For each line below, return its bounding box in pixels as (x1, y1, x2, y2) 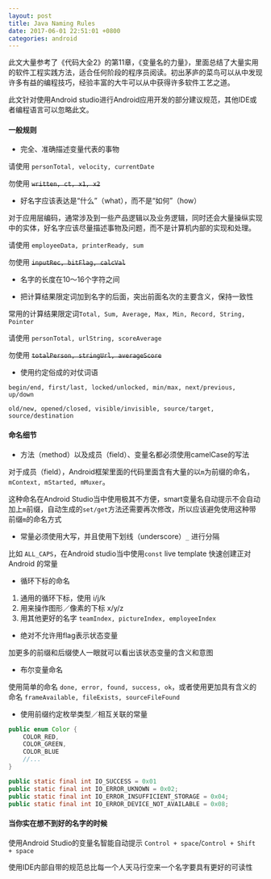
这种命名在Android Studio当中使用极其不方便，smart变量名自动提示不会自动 (8, 494, 261, 503)
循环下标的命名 (19, 575, 70, 586)
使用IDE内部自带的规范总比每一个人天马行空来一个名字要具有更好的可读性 (8, 862, 253, 872)
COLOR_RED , (23, 733, 60, 741)
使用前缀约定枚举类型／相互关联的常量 (19, 709, 148, 719)
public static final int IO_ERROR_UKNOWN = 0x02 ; (8, 784, 179, 793)
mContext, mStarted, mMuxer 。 (8, 477, 110, 486)
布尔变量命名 (19, 664, 63, 675)
